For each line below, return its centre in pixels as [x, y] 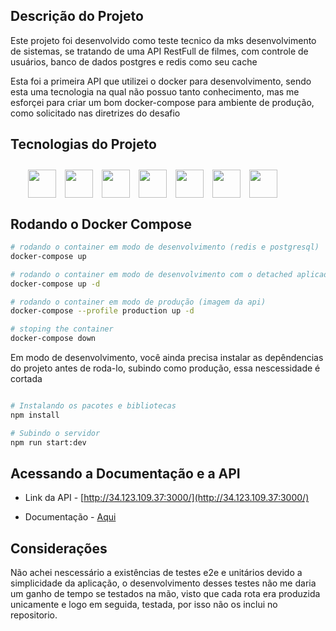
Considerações [59, 548]
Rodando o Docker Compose [101, 224]
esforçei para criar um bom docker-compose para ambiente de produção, [162, 102]
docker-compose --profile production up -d [102, 311]
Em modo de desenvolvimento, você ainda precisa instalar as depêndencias [167, 358]
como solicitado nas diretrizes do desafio [95, 113]
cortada [26, 379]
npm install [35, 415]
